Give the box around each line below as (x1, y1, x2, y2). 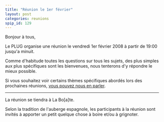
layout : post (5, 12, 32, 17)
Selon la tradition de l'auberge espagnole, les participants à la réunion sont (5, 106, 156, 112)
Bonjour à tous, (5, 34, 36, 40)
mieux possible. (5, 69, 37, 74)
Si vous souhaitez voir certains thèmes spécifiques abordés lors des (5, 78, 143, 84)
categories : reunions (5, 16, 49, 21)
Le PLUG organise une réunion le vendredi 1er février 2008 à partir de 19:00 (5, 43, 158, 49)
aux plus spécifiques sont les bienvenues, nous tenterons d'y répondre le (5, 63, 153, 69)
